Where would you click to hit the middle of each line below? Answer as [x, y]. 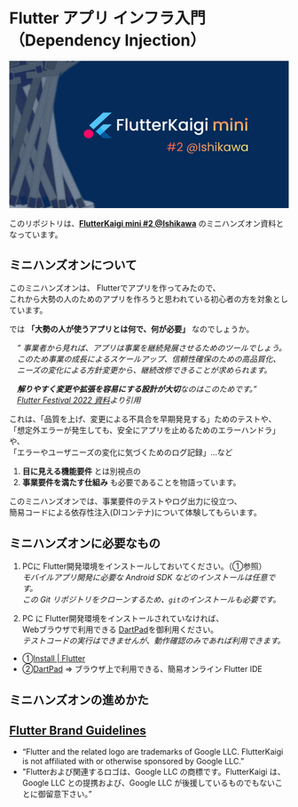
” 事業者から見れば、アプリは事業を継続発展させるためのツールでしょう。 [152, 348]
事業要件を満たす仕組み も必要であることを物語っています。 [131, 483]
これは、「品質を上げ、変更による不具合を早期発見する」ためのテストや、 [143, 419]
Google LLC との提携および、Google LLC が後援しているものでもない [149, 783]
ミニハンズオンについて [73, 264]
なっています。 [36, 234]
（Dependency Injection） [108, 40]
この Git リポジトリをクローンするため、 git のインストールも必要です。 [151, 600]
